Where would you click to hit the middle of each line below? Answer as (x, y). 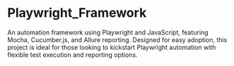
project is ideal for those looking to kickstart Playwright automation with (112, 47)
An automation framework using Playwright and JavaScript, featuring (108, 32)
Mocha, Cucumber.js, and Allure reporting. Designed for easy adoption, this (117, 39)
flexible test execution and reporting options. (72, 55)
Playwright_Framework (77, 13)
